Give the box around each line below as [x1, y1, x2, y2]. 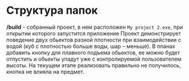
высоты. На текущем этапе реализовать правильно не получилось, [6, 61, 181, 69]
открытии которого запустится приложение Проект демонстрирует [6, 29, 181, 37]
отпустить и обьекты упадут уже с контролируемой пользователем [6, 55, 182, 62]
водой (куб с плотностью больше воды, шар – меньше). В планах [6, 43, 176, 50]
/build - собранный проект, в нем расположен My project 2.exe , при [6, 23, 183, 31]
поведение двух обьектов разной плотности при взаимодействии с [6, 36, 182, 43]
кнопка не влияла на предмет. [6, 68, 85, 75]
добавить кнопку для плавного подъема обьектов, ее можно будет [6, 49, 180, 56]
